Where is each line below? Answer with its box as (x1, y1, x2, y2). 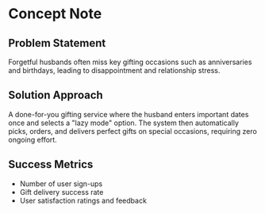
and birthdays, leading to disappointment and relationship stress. (8, 66, 221, 75)
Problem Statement (8, 36, 106, 50)
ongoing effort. (8, 135, 57, 144)
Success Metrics (8, 158, 94, 171)
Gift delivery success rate (19, 187, 104, 196)
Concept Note (8, 5, 102, 23)
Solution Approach (8, 89, 103, 102)
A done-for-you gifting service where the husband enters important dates (8, 109, 249, 119)
